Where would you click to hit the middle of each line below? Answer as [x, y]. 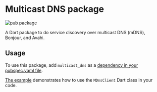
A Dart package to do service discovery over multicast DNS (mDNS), [75, 32]
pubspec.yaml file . [24, 70]
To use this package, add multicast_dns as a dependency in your [72, 65]
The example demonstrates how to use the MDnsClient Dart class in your [79, 80]
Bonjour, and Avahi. [25, 38]
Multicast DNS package [54, 9]
